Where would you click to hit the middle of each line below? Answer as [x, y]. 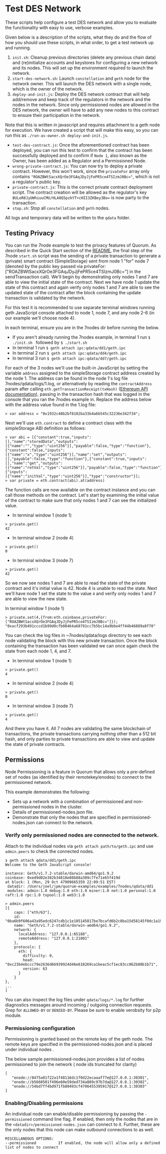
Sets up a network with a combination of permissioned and [72, 801]
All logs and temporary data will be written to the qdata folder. [68, 217]
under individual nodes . [30, 1049]
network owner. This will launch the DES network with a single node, [82, 83]
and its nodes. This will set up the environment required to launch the [83, 68]
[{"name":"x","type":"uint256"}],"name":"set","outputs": [66, 454]
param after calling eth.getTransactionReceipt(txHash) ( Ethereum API [77, 389]
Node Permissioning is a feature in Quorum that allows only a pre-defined [80, 772]
